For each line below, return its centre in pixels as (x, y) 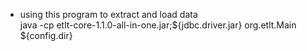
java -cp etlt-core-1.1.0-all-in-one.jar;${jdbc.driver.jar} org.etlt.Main (158, 25)
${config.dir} (46, 35)
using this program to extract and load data (108, 14)
